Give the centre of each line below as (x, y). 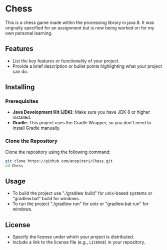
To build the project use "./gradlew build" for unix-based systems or (82, 193)
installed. (22, 117)
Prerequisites (22, 101)
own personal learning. (29, 33)
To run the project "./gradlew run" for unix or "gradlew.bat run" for (80, 204)
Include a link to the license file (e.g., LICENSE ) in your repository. (79, 242)
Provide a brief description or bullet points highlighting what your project (87, 66)
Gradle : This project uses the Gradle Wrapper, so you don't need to (82, 123)
